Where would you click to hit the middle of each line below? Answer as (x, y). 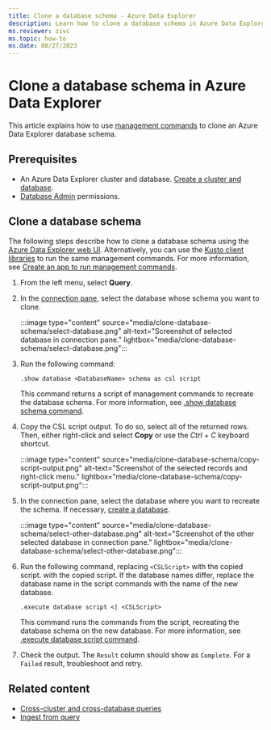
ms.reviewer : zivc (39, 31)
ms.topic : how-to (38, 38)
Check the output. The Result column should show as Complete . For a (135, 655)
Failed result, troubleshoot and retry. (81, 663)
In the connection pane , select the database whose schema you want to (140, 298)
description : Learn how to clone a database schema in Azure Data (122, 23)
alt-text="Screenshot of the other (199, 534)
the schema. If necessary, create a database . (95, 509)
